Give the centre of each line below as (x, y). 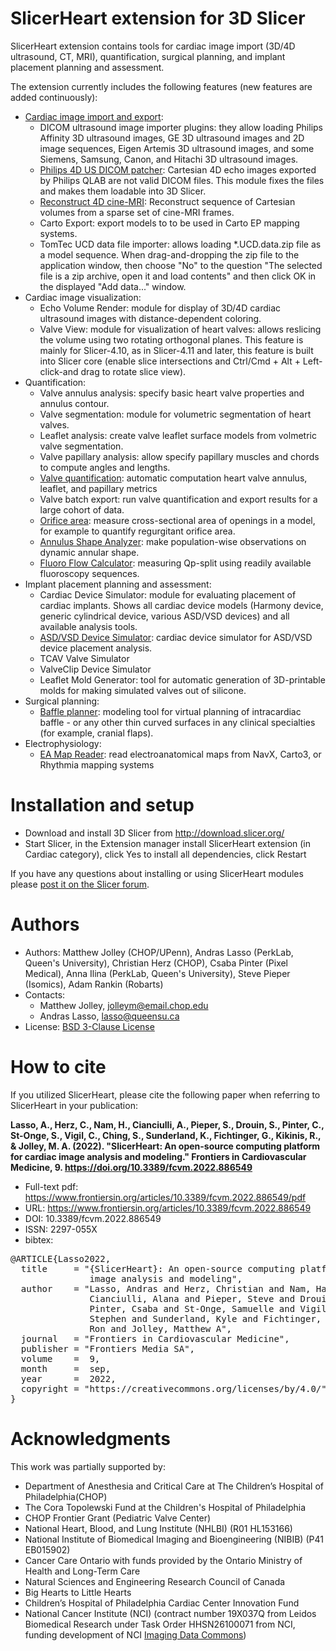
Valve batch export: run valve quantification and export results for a (178, 499)
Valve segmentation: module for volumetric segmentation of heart (175, 414)
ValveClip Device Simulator (95, 669)
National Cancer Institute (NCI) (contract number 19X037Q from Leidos (170, 1613)
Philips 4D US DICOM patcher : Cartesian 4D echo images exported (178, 169)
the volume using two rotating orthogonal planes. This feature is (171, 339)
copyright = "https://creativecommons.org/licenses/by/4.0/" (173, 1388)
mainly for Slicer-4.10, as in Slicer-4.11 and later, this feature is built (176, 350)
